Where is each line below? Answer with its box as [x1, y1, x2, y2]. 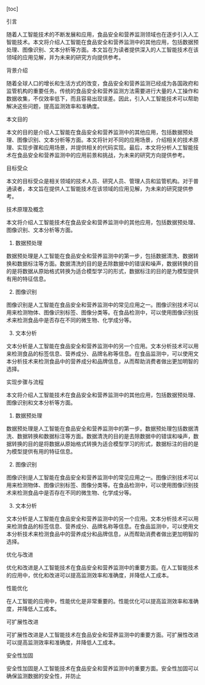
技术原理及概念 [6, 206, 44, 213]
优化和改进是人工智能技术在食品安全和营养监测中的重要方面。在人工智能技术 [6, 564, 199, 571]
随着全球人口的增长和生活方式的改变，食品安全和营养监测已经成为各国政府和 [6, 79, 199, 87]
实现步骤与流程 [6, 378, 44, 386]
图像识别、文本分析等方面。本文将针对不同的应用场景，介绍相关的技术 [16, 136, 193, 143]
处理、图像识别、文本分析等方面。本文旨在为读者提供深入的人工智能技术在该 [6, 46, 199, 53]
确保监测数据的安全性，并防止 [6, 672, 81, 680]
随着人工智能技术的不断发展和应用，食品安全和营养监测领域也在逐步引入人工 [6, 31, 199, 38]
